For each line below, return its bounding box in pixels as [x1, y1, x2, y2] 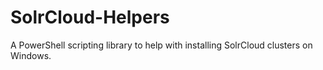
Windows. [10, 49, 52, 61]
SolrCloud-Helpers [10, 6, 170, 29]
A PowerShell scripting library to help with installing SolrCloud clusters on [10, 39, 313, 51]
